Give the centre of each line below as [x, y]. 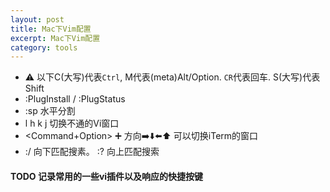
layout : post [37, 19]
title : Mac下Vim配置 [51, 29]
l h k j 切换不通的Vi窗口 [72, 123]
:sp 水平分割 [50, 111]
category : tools [44, 47]
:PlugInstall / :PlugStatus [75, 99]
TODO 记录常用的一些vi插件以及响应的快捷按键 [107, 176]
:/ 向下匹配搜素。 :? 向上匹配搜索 [92, 152]
